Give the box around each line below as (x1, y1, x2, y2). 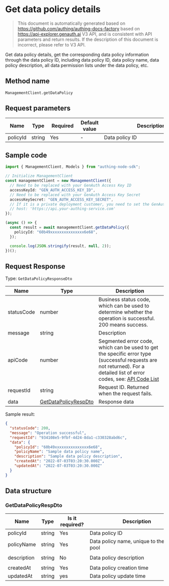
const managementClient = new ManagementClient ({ (5, 178, 112, 183)
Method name (5, 77, 50, 85)
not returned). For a (98, 363, 145, 370)
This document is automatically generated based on (17, 20, 126, 26)
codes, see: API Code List (98, 375, 159, 382)
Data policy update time (90, 572, 146, 579)
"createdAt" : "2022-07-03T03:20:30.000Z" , (14, 459, 105, 464)
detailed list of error (98, 369, 145, 376)
